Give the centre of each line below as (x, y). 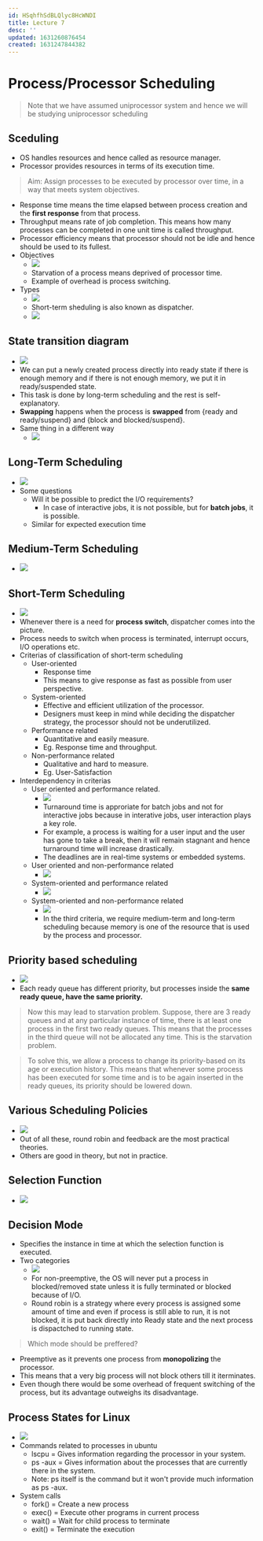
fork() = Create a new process (80, 1504)
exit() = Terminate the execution (83, 1529)
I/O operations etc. (50, 647)
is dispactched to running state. (82, 1328)
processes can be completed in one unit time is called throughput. (126, 230)
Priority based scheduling (73, 960)
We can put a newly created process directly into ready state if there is (134, 369)
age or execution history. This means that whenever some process (135, 1069)
